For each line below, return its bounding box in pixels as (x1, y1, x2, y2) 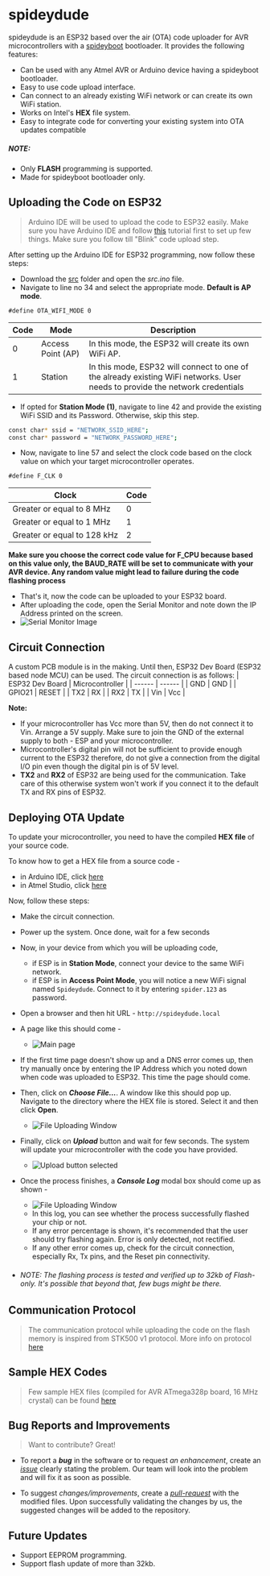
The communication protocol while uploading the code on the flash (27, 1325, 251, 1334)
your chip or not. (31, 1217, 88, 1227)
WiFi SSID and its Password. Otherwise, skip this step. (19, 410, 199, 420)
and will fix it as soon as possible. (19, 1473, 132, 1483)
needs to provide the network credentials (88, 381, 244, 392)
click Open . (19, 1105, 59, 1115)
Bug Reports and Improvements (8, 1418, 170, 1432)
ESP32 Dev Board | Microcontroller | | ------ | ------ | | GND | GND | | (8, 679, 237, 689)
